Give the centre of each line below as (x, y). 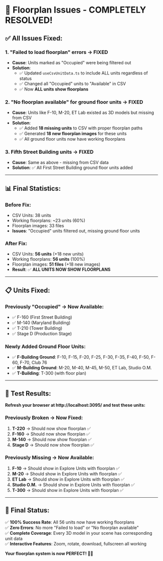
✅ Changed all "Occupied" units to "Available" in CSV (73, 83)
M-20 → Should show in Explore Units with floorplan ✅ (67, 473)
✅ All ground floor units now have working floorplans (72, 139)
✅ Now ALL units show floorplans (54, 89)
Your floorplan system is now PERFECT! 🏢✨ (49, 553)
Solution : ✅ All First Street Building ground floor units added (72, 168)
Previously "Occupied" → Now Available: (55, 307)
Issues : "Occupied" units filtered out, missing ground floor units (76, 231)
